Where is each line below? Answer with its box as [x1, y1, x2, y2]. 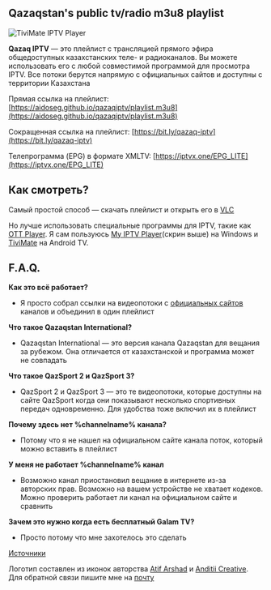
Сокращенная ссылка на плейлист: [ [8, 126, 135, 136]
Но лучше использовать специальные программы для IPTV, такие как [8, 220, 252, 230]
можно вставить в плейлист [19, 444, 117, 454]
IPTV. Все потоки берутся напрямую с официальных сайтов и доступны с [8, 69, 263, 79]
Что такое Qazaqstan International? [8, 323, 132, 332]
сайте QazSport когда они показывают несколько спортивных [19, 395, 236, 405]
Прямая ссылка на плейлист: [8, 93, 109, 104]
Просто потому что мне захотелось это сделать [19, 532, 188, 542]
